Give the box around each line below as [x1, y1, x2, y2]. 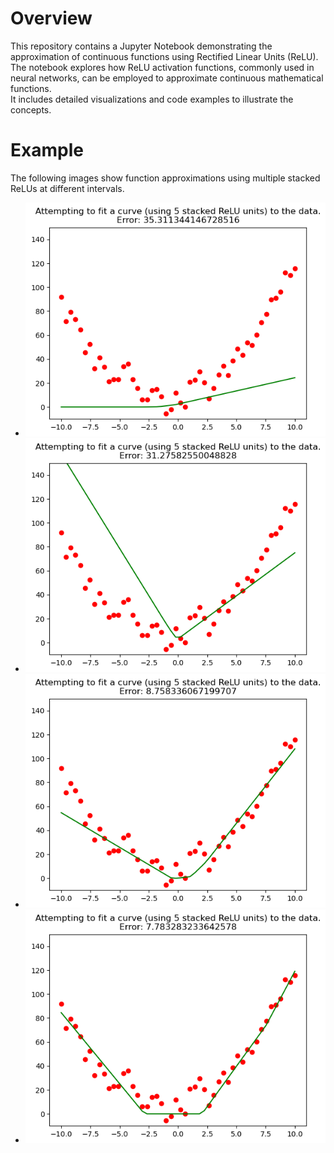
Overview [10, 7, 93, 30]
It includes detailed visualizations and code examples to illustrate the [10, 93, 294, 105]
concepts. [10, 103, 52, 116]
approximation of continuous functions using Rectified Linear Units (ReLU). [10, 50, 319, 62]
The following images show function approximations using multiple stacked [10, 172, 321, 184]
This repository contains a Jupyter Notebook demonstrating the [10, 40, 273, 52]
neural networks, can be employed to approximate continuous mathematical [10, 72, 324, 84]
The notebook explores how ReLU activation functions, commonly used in [10, 61, 315, 73]
